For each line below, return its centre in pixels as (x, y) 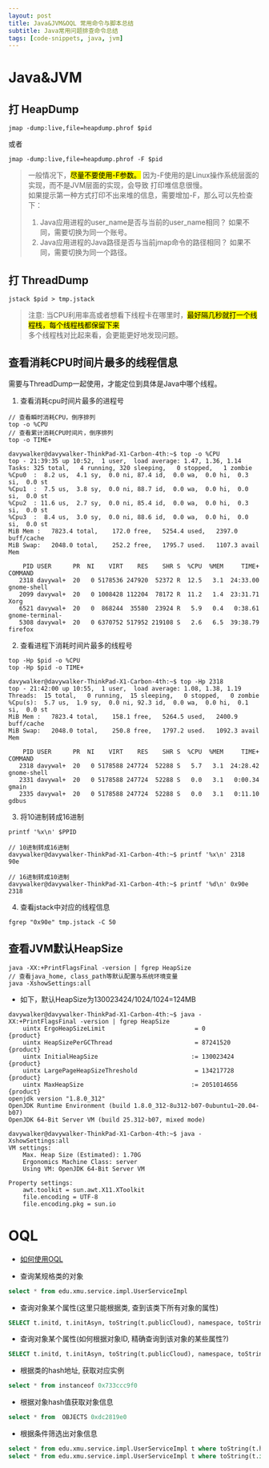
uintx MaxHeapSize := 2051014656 (130, 1085)
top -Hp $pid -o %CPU (44, 660)
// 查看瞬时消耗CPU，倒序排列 (52, 417)
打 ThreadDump (48, 280)
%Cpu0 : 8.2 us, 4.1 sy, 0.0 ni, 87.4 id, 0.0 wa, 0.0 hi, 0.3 (128, 475)
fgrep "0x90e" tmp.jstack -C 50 (62, 922)
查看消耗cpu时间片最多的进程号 (72, 400)
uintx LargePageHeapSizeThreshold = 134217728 (128, 1071)
